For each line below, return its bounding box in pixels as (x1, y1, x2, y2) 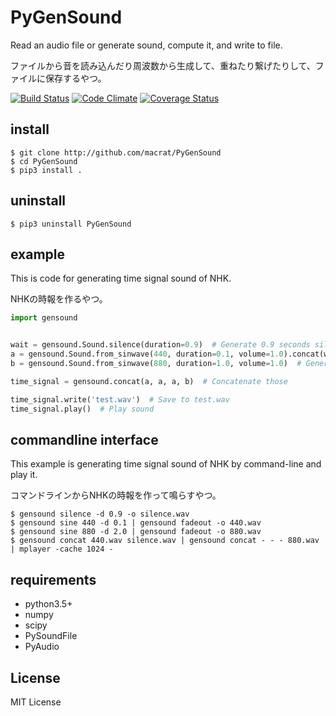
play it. (10, 469, 38, 481)
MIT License (10, 696, 62, 708)
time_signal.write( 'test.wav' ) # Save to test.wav (10, 394, 230, 405)
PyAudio (24, 641, 60, 653)
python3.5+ (24, 598, 73, 610)
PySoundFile (24, 630, 78, 642)
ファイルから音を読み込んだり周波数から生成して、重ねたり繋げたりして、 (10, 59, 316, 71)
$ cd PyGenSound (10, 156, 78, 166)
